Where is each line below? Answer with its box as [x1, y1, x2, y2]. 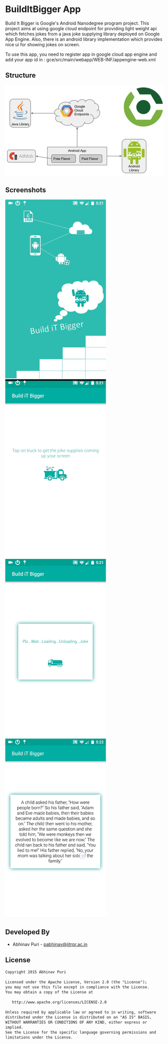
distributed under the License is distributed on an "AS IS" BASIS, [5, 1015, 152, 1020]
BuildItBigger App [5, 4, 81, 15]
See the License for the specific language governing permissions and [5, 1030, 156, 1035]
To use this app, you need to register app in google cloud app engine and [5, 51, 157, 57]
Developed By [5, 928, 50, 936]
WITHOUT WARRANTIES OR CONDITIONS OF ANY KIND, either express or [5, 1020, 147, 1025]
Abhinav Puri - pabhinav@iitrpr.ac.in [12, 941, 88, 947]
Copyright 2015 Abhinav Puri [5, 970, 66, 975]
